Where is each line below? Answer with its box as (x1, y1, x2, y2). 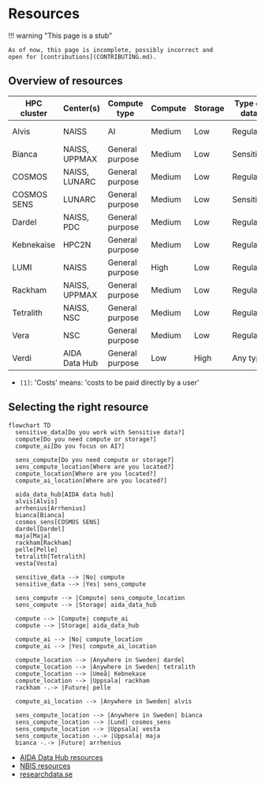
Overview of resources (8, 74, 124, 88)
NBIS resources (19, 761, 71, 770)
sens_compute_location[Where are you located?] (15, 463, 175, 471)
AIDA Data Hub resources (19, 752, 103, 762)
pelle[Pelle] (15, 546, 58, 553)
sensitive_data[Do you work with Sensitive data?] (15, 428, 185, 436)
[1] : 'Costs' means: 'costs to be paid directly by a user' (19, 378, 200, 387)
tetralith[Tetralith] (15, 553, 87, 561)
